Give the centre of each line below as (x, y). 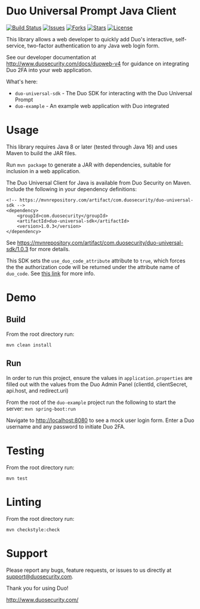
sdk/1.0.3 (17, 249)
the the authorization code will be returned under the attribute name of (93, 267)
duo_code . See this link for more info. (51, 273)
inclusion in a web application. (43, 171)
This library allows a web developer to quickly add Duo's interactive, (90, 39)
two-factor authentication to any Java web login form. (93, 46)
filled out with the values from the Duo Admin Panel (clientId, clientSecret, (97, 384)
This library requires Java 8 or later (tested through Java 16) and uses (92, 147)
